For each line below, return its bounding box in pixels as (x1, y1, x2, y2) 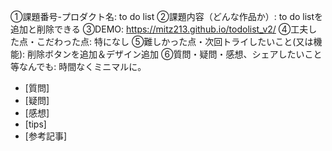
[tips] (24, 118, 47, 130)
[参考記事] (24, 130, 68, 142)
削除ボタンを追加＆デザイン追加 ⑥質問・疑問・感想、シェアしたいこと (27, 48, 323, 60)
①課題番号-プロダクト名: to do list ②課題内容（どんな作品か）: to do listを (10, 11, 324, 22)
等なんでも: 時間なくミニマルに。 (10, 61, 147, 72)
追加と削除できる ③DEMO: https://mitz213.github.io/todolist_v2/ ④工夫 (10, 23, 309, 35)
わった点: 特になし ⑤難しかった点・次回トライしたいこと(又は (53, 36, 314, 47)
